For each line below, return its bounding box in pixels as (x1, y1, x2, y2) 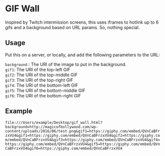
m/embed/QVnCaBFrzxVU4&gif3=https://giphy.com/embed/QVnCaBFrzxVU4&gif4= (5, 137, 161, 142)
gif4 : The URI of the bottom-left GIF (5, 82, 78, 88)
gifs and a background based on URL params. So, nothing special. (5, 24, 140, 30)
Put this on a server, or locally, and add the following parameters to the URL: (5, 52, 161, 58)
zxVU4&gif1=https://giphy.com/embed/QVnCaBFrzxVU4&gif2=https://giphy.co (5, 133, 161, 138)
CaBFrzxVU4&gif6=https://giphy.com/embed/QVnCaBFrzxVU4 (5, 146, 123, 151)
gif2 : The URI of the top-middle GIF (5, 72, 78, 78)
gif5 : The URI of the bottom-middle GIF (5, 87, 85, 94)
